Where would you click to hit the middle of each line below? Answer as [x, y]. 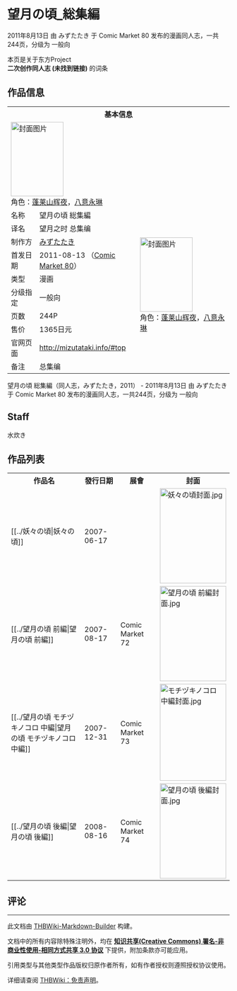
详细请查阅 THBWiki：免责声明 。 [55, 980]
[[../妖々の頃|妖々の [43, 531]
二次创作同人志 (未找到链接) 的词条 [57, 68]
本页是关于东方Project [39, 59]
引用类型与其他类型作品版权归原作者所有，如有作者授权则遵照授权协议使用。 [119, 965]
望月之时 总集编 [65, 229]
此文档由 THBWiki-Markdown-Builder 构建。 [72, 926]
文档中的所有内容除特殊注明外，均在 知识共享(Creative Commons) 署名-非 [116, 941]
